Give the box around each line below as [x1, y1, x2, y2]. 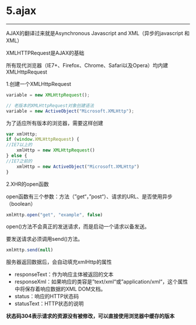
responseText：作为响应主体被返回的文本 [14, 271, 114, 278]
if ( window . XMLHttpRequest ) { [6, 136, 80, 143]
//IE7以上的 [6, 142, 33, 148]
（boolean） [6, 200, 36, 207]
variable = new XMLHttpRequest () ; [6, 92, 90, 98]
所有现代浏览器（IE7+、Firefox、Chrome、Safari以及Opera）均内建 [6, 61, 169, 68]
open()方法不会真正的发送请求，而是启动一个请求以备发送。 [6, 223, 150, 230]
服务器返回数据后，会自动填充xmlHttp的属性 [6, 258, 112, 265]
